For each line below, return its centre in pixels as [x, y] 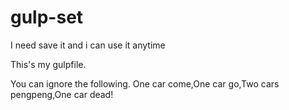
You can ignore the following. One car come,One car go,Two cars [145, 83]
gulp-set [47, 17]
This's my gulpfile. [48, 64]
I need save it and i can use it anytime [88, 45]
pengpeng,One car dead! [62, 94]
